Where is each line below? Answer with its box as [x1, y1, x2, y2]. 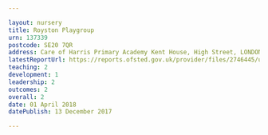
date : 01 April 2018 [8, 101, 77, 109]
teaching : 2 [8, 63, 48, 72]
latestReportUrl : [8, 56, 66, 64]
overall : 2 [8, 93, 45, 101]
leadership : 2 [8, 77, 56, 86]
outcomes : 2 [8, 85, 48, 93]
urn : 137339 [8, 34, 48, 42]
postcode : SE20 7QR [8, 41, 73, 49]
